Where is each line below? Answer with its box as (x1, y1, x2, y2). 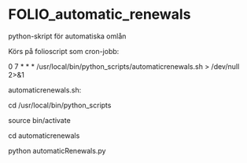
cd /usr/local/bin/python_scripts (8, 100, 112, 110)
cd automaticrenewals (8, 131, 80, 140)
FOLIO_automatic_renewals (8, 5, 191, 24)
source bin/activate (8, 115, 71, 125)
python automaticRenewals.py (8, 146, 106, 155)
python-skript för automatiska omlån (8, 31, 127, 41)
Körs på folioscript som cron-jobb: (8, 46, 120, 56)
